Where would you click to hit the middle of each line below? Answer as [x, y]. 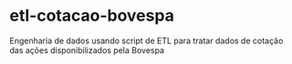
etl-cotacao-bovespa [92, 16]
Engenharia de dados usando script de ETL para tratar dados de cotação [146, 41]
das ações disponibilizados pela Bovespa [87, 50]
